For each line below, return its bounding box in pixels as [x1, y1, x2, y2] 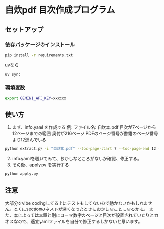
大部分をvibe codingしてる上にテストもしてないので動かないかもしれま [5, 200, 148, 206]
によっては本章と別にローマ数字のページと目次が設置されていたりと [18, 212, 154, 218]
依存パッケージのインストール [5, 41, 75, 48]
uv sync [5, 72, 21, 77]
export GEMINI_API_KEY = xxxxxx [5, 96, 67, 101]
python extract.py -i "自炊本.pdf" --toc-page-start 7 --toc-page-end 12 [5, 146, 156, 151]
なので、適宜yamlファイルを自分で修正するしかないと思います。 [13, 218, 143, 225]
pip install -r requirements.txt [5, 52, 73, 58]
